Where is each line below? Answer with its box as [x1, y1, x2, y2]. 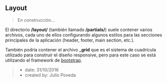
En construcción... [17, 17, 55, 23]
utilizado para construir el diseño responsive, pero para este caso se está [5, 52, 156, 58]
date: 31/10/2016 [24, 67, 59, 73]
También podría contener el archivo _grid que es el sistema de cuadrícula [5, 46, 156, 52]
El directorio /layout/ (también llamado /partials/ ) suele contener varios [5, 27, 153, 33]
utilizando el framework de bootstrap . [5, 57, 82, 63]
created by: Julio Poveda [24, 72, 76, 78]
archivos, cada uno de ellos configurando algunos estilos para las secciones [5, 32, 163, 38]
